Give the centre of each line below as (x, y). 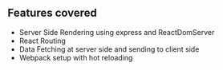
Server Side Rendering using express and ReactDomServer (117, 32)
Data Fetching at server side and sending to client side (109, 49)
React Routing (42, 41)
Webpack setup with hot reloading (76, 57)
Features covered (53, 13)
